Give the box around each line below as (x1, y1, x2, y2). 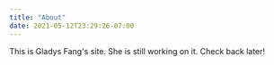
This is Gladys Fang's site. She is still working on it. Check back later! (9, 45, 266, 56)
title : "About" (9, 12, 66, 22)
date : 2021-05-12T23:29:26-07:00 (9, 21, 135, 30)
